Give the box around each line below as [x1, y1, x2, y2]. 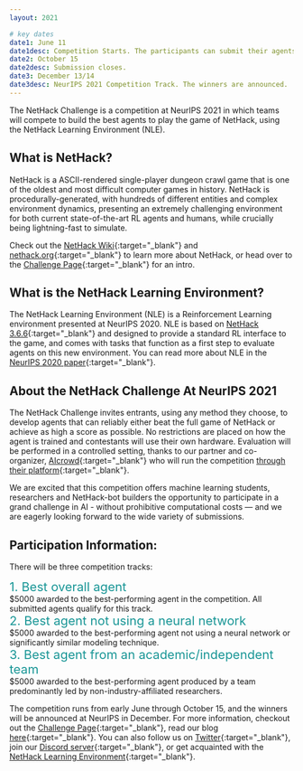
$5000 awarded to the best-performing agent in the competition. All [9, 594, 262, 604]
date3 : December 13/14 [9, 71, 95, 81]
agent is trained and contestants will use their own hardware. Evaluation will [9, 436, 291, 447]
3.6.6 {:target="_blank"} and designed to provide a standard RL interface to [9, 328, 287, 339]
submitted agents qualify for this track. [9, 603, 153, 614]
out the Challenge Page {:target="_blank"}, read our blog [9, 722, 219, 733]
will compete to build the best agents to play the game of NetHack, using [9, 114, 280, 125]
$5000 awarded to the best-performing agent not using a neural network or [9, 627, 291, 638]
